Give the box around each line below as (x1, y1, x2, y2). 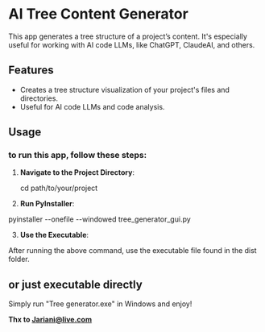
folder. (8, 255, 30, 264)
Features (8, 64, 54, 77)
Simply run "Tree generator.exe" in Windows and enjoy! (8, 299, 193, 309)
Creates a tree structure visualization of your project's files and (19, 85, 230, 94)
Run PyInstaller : (19, 199, 75, 209)
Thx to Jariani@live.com (8, 315, 93, 325)
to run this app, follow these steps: (8, 150, 147, 161)
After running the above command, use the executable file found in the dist (8, 246, 257, 255)
